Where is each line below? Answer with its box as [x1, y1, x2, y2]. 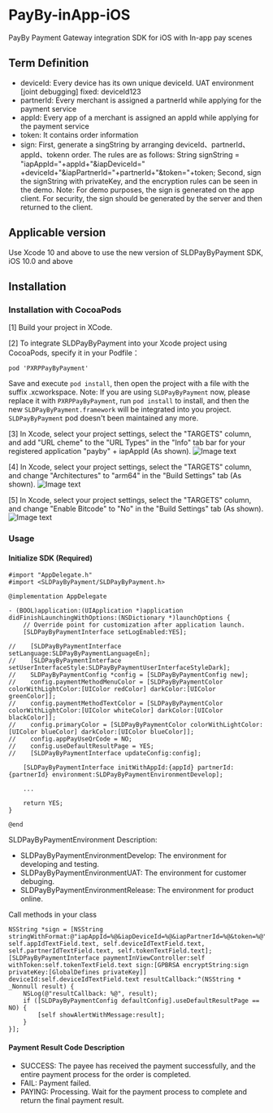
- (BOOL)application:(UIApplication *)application [8, 607, 184, 615]
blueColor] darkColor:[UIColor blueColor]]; [41, 728, 195, 737]
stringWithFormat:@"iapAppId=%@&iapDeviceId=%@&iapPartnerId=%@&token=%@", [8, 933, 271, 941]
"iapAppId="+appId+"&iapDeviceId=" [19, 159, 145, 169]
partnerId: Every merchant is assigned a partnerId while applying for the [19, 95, 262, 105]
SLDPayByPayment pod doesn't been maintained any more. [8, 413, 199, 423]
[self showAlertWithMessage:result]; [37, 1011, 165, 1019]
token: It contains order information [19, 130, 139, 139]
